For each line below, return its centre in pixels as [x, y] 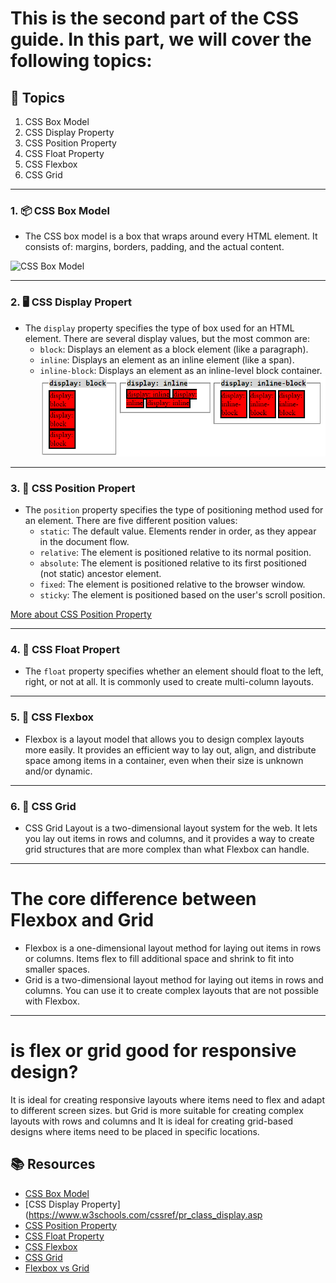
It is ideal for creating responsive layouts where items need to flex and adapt [167, 1099]
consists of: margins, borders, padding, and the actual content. [154, 247]
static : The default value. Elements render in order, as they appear [178, 531]
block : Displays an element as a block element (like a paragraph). [174, 349]
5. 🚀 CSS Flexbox [52, 717]
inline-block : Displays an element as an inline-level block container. [181, 370]
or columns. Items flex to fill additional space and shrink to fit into [159, 958]
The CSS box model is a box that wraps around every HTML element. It [171, 236]
